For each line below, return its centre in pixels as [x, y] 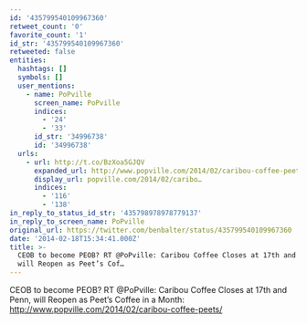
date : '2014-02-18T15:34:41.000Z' [75, 238]
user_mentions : [47, 86]
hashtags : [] [42, 69]
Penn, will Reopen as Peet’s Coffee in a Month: [97, 299]
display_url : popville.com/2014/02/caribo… [118, 179]
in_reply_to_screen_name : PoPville [77, 221]
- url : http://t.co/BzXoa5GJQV [85, 162]
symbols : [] [41, 78]
